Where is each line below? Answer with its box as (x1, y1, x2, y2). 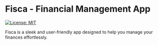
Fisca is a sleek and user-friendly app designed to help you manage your (5, 29, 153, 35)
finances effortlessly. (5, 34, 48, 40)
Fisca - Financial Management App (5, 3, 151, 15)
